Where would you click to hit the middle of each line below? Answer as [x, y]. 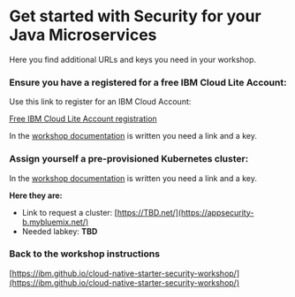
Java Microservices [83, 35]
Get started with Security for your [136, 16]
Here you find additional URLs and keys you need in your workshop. [133, 59]
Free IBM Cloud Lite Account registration [83, 119]
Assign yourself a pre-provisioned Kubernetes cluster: [129, 159]
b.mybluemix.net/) [55, 222]
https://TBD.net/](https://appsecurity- [185, 212]
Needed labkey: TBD [60, 231]
